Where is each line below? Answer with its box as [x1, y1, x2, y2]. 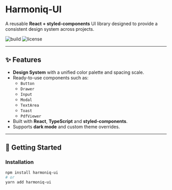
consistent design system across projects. [5, 26, 95, 32]
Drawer [20, 86, 35, 92]
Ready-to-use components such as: [12, 74, 89, 80]
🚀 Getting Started [5, 143, 62, 152]
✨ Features [5, 55, 41, 65]
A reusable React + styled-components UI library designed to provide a [5, 20, 158, 27]
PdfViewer [20, 114, 42, 119]
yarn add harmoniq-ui [5, 180, 52, 185]
